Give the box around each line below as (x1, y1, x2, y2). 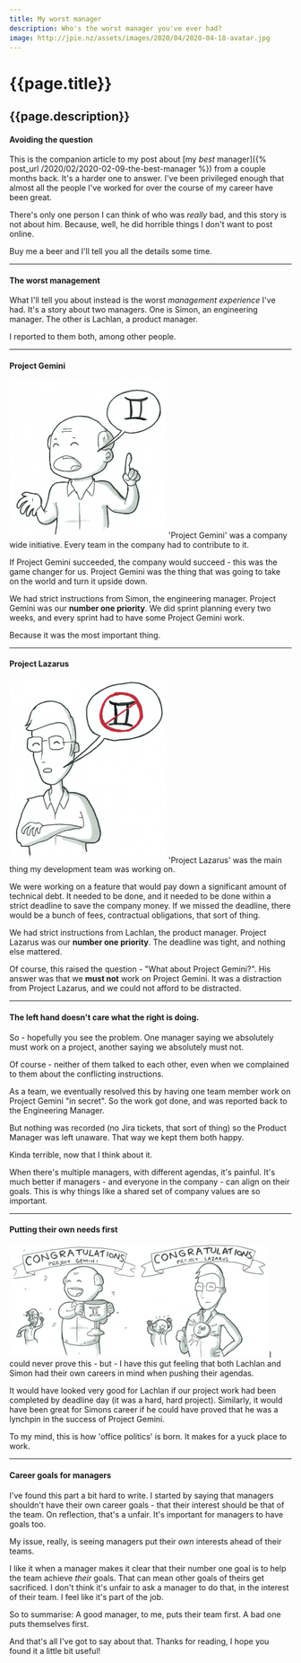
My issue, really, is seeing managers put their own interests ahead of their (9, 1535, 282, 1546)
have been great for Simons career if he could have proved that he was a (9, 1404, 279, 1415)
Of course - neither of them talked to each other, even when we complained (9, 1059, 289, 1069)
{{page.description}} (9, 109, 130, 124)
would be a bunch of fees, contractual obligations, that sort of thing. (9, 910, 261, 920)
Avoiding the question (9, 134, 93, 145)
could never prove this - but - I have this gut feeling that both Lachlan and (9, 1359, 281, 1369)
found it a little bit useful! (9, 1645, 101, 1656)
